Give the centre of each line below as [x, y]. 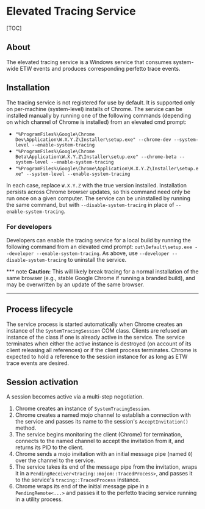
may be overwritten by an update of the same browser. [75, 284]
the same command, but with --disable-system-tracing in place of [91, 204]
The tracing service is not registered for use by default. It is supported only [101, 103]
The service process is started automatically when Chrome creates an [95, 324]
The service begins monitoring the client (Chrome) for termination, [99, 435]
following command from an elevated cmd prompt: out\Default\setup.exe [99, 247]
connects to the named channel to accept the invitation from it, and [99, 441]
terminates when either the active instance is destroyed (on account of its [99, 344]
